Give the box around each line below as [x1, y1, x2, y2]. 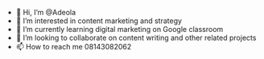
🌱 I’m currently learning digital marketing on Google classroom [15, 25, 224, 33]
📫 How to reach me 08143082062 [15, 42, 132, 51]
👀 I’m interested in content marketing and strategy [15, 16, 183, 26]
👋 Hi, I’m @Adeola [15, 8, 76, 17]
